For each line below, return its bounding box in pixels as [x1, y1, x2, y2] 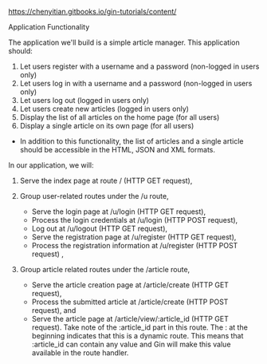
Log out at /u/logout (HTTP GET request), [31, 224, 168, 233]
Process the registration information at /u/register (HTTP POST [31, 241, 238, 250]
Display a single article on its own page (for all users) [19, 121, 194, 130]
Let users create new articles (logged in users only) [19, 104, 190, 113]
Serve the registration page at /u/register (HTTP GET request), [31, 232, 237, 242]
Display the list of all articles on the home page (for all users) [19, 113, 220, 122]
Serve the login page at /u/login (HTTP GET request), [31, 207, 206, 216]
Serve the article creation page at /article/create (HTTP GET [31, 280, 230, 290]
